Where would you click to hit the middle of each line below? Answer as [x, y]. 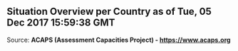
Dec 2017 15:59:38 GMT [61, 23]
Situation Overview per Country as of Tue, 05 [109, 12]
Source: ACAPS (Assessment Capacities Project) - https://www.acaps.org [119, 40]
